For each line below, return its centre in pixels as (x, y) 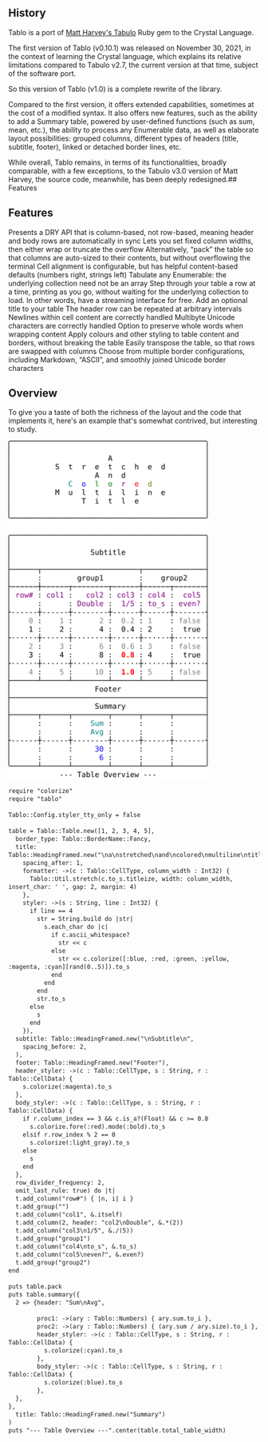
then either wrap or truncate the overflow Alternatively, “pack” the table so (131, 249)
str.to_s (51, 998)
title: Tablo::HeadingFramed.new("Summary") (91, 1414)
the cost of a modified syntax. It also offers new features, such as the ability (133, 113)
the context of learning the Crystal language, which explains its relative (125, 56)
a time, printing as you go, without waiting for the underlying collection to (128, 292)
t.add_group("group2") (53, 1262)
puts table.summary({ (44, 1294)
